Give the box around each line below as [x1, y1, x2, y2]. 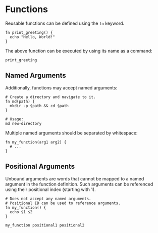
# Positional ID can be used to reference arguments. [5, 201, 121, 206]
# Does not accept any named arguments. [5, 196, 92, 201]
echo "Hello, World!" [10, 34, 56, 39]
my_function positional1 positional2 [5, 222, 85, 228]
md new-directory [5, 121, 42, 126]
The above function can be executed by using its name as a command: [5, 48, 152, 54]
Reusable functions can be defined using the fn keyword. [5, 20, 125, 26]
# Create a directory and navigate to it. [5, 95, 96, 100]
